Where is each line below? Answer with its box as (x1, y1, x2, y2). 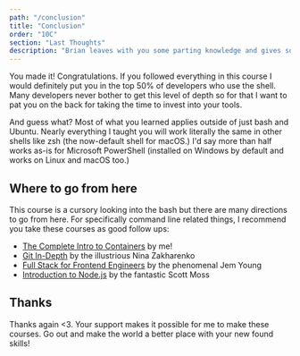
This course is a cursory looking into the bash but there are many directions (9, 204, 287, 215)
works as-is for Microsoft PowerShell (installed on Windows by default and (9, 145, 284, 157)
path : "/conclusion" (9, 13, 87, 22)
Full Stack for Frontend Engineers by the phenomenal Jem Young (21, 259, 262, 270)
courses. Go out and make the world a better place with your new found (9, 328, 274, 339)
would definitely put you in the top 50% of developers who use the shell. (9, 81, 277, 91)
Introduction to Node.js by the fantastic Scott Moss (21, 269, 210, 280)
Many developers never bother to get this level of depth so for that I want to (9, 90, 287, 101)
